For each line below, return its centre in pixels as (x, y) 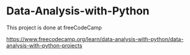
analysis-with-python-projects (44, 45)
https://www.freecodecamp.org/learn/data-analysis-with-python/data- (95, 39)
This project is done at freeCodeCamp (54, 27)
